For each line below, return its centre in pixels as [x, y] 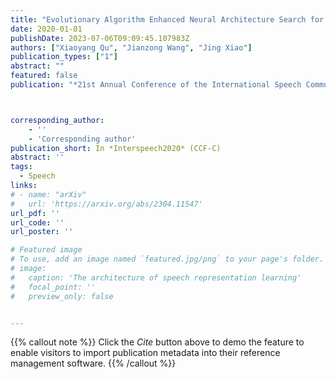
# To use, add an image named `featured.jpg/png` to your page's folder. [167, 259]
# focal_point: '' [53, 287]
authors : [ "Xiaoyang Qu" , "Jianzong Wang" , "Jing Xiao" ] [131, 47]
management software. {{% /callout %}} [93, 363]
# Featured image [46, 250]
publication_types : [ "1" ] [64, 57]
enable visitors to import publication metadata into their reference [145, 353]
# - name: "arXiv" [48, 194]
